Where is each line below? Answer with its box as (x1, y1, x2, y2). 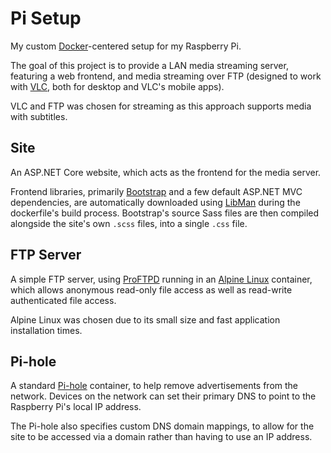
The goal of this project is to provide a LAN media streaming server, (10, 59, 289, 71)
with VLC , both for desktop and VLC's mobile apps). (10, 80, 225, 92)
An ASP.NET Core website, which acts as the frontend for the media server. (10, 166, 322, 178)
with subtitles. (10, 110, 68, 122)
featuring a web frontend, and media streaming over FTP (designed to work (10, 70, 322, 82)
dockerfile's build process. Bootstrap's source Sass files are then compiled (10, 207, 320, 219)
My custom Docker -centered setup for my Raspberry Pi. (10, 40, 242, 52)
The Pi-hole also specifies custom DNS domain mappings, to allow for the (10, 420, 315, 432)
